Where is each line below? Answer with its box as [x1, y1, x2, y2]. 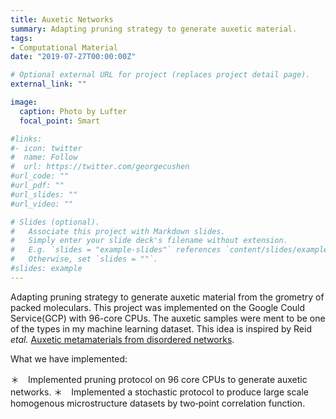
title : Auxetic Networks [10, 14, 114, 25]
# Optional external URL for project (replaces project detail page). [10, 70, 311, 80]
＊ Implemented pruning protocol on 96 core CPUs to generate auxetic [10, 373, 308, 385]
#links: [10, 134, 43, 144]
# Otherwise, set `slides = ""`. [10, 254, 159, 265]
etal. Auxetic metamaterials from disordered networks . [10, 333, 235, 345]
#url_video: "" [10, 199, 74, 209]
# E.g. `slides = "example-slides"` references [10, 245, 222, 255]
